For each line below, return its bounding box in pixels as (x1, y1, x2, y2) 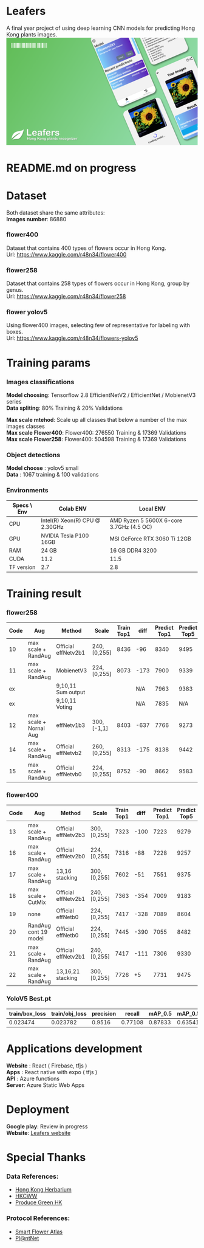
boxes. (6, 328, 23, 336)
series (6, 398, 22, 405)
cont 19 (28, 928, 48, 936)
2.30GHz (41, 523, 64, 531)
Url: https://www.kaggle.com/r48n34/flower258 (6, 293, 126, 300)
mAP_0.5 (148, 1010, 172, 1018)
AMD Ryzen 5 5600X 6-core (109, 517, 183, 524)
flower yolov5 (6, 308, 48, 317)
